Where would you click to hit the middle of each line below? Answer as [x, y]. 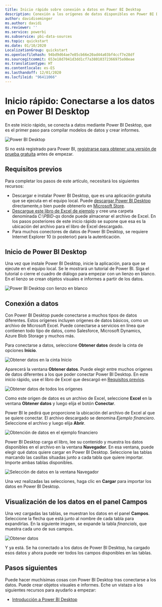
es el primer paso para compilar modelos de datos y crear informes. [73, 130]
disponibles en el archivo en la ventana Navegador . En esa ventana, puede [80, 447]
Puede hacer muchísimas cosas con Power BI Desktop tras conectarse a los [81, 579]
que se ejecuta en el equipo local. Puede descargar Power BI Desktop [81, 200]
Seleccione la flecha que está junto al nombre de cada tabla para [69, 518]
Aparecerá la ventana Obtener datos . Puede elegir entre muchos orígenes [79, 369]
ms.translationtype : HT [29, 64]
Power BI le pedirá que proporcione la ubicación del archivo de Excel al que [80, 413]
